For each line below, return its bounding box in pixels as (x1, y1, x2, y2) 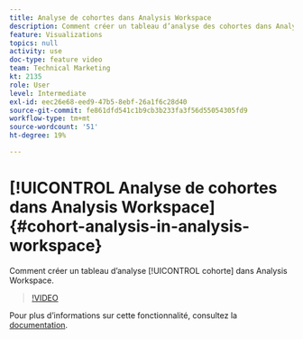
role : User (9, 80, 50, 89)
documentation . (9, 319, 69, 330)
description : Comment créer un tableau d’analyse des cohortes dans (9, 22, 272, 31)
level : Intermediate (9, 89, 87, 98)
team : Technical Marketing (9, 64, 111, 73)
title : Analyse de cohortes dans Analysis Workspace (9, 13, 212, 23)
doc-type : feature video (9, 55, 103, 64)
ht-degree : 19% (9, 131, 67, 140)
